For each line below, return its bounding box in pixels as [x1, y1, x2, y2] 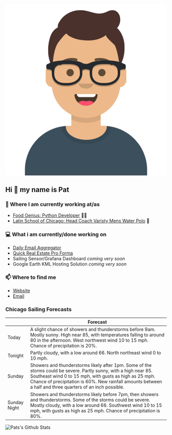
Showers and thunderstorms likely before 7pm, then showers [30, 391, 159, 397]
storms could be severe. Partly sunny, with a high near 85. [30, 368, 153, 374]
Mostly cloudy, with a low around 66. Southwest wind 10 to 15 [30, 402, 162, 408]
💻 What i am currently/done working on [5, 231, 106, 238]
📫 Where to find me [5, 274, 56, 281]
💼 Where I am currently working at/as [5, 200, 100, 208]
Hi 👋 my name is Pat [5, 185, 70, 194]
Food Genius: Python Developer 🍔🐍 [12, 212, 88, 219]
